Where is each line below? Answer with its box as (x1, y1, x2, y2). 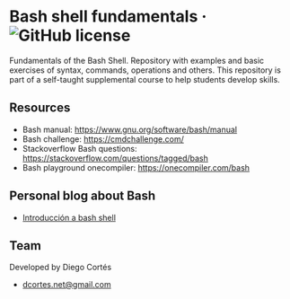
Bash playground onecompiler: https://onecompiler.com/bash (22, 162, 250, 172)
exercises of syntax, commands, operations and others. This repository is (9, 65, 281, 75)
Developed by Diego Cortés (9, 262, 112, 273)
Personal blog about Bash (9, 189, 156, 204)
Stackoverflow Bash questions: (22, 143, 137, 154)
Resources (9, 101, 71, 116)
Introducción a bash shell (22, 212, 117, 223)
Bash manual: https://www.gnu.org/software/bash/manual (22, 124, 238, 135)
